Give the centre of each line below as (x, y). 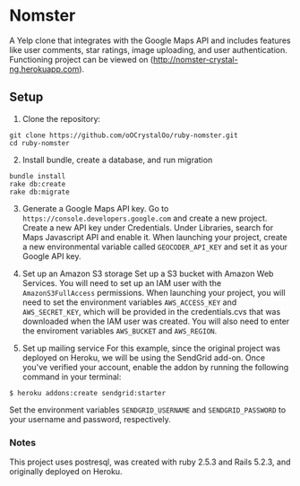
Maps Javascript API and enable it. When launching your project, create (155, 237)
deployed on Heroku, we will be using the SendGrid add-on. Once (144, 357)
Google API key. (51, 256)
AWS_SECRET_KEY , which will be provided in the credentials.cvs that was (151, 311)
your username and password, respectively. (90, 419)
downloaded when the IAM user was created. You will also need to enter (156, 321)
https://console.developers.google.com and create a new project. (145, 218)
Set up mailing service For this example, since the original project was (151, 348)
